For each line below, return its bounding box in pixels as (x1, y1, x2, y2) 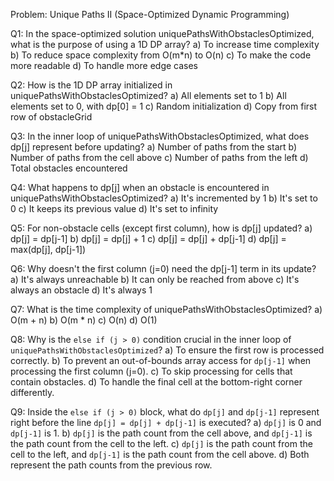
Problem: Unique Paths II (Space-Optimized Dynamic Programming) (10, 9, 290, 20)
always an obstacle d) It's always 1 (10, 284, 153, 296)
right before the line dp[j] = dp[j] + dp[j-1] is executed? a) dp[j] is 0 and (10, 417, 322, 428)
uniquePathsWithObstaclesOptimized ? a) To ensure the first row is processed (10, 344, 325, 356)
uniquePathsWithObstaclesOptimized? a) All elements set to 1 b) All (10, 90, 287, 101)
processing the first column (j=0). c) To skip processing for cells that (10, 365, 293, 377)
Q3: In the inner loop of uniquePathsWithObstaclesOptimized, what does (10, 130, 310, 142)
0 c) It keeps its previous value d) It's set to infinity (10, 203, 219, 214)
